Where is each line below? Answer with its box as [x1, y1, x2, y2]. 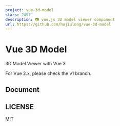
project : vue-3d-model [5, 7, 54, 13]
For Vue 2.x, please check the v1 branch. [5, 70, 91, 77]
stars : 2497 [5, 12, 31, 17]
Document [5, 85, 39, 94]
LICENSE [5, 103, 34, 111]
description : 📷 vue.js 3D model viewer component [5, 17, 115, 22]
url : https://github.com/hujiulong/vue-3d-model [5, 21, 111, 27]
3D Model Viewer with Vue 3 [5, 61, 66, 67]
